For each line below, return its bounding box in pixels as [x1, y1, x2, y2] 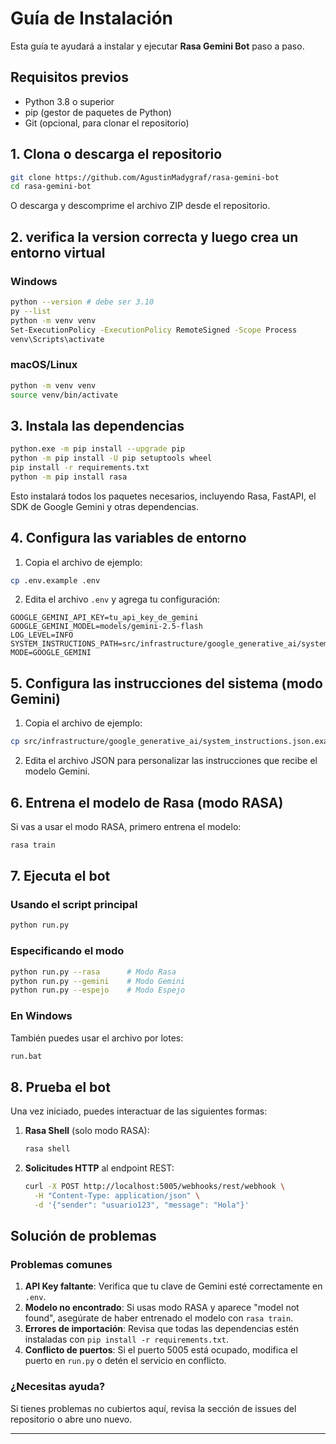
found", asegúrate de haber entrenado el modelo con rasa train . [24, 1312, 294, 1324]
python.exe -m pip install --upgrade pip [10, 444, 186, 454]
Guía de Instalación [10, 7, 174, 30]
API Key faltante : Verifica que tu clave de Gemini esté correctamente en [24, 1280, 323, 1292]
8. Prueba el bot [10, 1078, 111, 1096]
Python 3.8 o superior [24, 95, 115, 107]
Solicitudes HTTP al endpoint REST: [24, 1162, 175, 1174]
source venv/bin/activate [10, 390, 118, 400]
